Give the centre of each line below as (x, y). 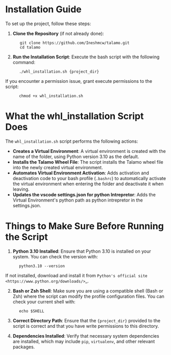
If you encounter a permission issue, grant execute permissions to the (79, 81)
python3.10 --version (42, 266)
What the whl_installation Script (75, 116)
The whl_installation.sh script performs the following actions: (72, 141)
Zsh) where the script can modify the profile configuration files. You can (89, 296)
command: (24, 62)
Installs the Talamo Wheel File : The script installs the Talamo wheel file (88, 162)
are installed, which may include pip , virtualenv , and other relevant (84, 341)
